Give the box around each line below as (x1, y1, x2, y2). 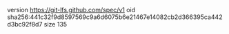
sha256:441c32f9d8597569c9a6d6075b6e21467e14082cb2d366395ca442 (7, 13, 223, 21)
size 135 (43, 20, 68, 28)
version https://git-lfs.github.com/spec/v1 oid (7, 6, 136, 14)
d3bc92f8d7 (7, 20, 43, 28)
